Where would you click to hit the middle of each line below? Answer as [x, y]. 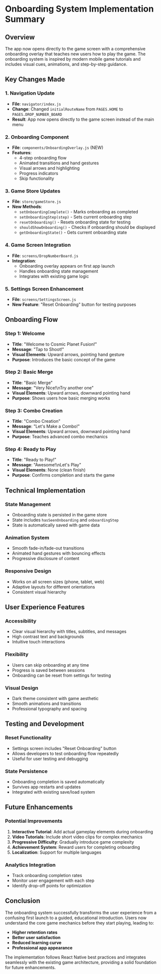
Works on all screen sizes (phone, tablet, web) [58, 582]
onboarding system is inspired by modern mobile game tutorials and [73, 59]
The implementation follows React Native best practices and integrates [75, 957]
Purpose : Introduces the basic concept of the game [64, 359]
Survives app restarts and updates [46, 787]
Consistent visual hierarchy [39, 592]
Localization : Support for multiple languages [57, 852]
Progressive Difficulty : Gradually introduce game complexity [73, 842]
